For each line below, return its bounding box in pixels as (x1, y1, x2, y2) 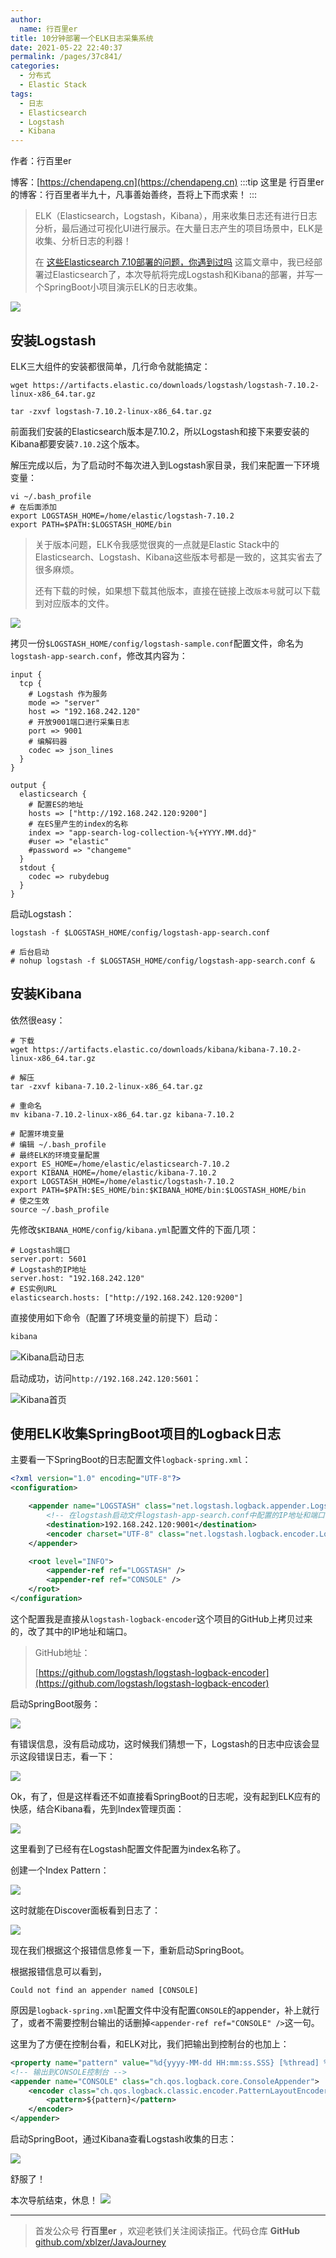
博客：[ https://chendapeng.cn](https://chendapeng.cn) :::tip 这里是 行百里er (10, 176, 325, 188)
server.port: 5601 (10, 1254, 87, 1264)
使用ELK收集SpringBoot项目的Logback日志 (10, 1426, 281, 1443)
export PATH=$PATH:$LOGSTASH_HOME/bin (10, 519, 172, 530)
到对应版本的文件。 (34, 597, 115, 609)
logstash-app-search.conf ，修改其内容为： (10, 649, 188, 661)
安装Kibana (10, 986, 82, 1003)
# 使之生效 (10, 1196, 50, 1206)
